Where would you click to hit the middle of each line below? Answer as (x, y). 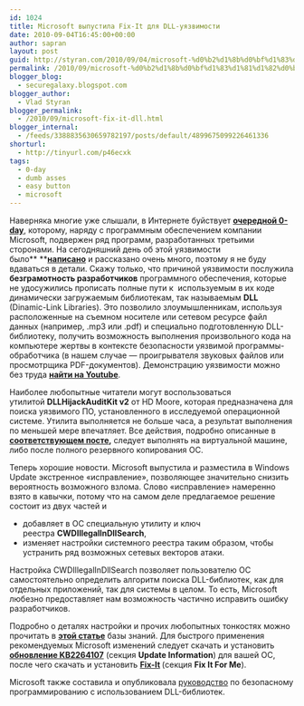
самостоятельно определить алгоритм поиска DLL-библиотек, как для (147, 580)
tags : (19, 161)
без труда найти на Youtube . (65, 374)
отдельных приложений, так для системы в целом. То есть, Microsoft (143, 589)
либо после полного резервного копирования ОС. (106, 450)
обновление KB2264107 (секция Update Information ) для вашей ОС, (142, 655)
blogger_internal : (44, 128)
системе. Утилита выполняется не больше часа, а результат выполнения (151, 421)
